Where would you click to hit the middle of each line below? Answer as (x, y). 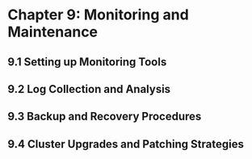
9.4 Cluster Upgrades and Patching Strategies (126, 144)
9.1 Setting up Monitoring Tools (87, 62)
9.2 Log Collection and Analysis (89, 89)
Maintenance (53, 32)
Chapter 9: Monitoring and (98, 15)
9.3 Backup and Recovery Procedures (105, 117)
